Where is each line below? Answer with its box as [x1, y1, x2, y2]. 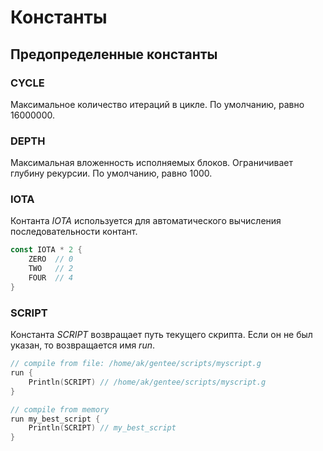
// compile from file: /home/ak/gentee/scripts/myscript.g [10, 359, 262, 369]
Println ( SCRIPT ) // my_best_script [28, 423, 177, 433]
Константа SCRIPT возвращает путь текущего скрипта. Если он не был [10, 329, 313, 341]
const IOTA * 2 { [10, 245, 83, 255]
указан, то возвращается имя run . [10, 339, 155, 351]
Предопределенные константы [10, 46, 218, 63]
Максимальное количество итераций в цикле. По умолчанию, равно [10, 98, 305, 110]
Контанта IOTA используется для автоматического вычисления [10, 215, 282, 227]
